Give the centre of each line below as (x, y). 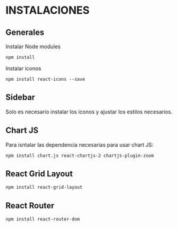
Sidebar (20, 98)
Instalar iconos (24, 68)
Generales (25, 32)
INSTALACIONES (48, 10)
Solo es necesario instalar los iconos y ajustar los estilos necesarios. (89, 112)
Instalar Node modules (33, 46)
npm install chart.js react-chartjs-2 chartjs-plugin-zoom (80, 156)
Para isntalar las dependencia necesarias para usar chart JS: (80, 145)
